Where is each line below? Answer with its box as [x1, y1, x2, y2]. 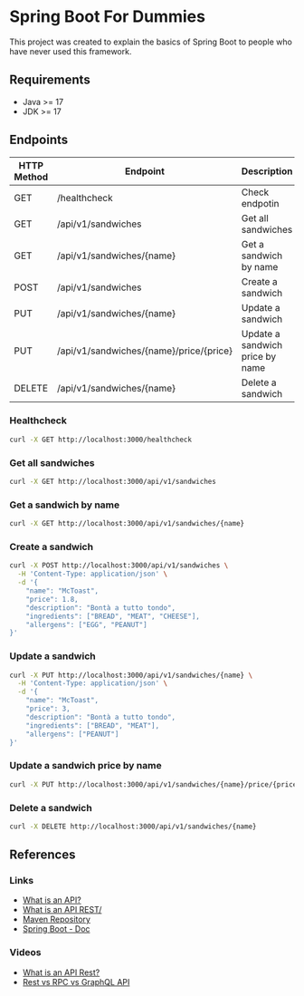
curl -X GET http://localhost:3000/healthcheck [9, 435, 193, 444]
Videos [9, 946, 42, 959]
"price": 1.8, [25, 595, 79, 604]
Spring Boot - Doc [22, 923, 90, 934]
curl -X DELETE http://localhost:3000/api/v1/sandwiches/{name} [9, 822, 257, 831]
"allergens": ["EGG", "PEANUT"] [25, 620, 147, 629]
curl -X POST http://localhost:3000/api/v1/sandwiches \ [9, 561, 229, 570]
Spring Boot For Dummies [9, 6, 206, 27]
